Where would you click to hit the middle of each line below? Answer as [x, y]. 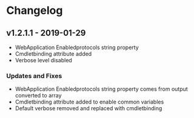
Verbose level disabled [44, 60]
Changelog [35, 11]
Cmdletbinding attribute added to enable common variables [89, 102]
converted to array [38, 96]
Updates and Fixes [34, 76]
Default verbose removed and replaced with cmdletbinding [89, 108]
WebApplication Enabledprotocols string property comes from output [101, 89]
